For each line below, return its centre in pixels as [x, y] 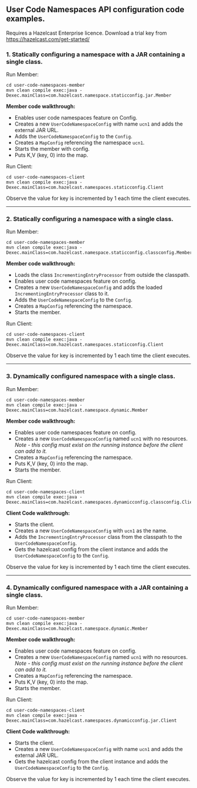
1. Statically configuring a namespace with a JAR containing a [96, 54]
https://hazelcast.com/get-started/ [48, 39]
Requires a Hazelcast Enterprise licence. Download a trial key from [86, 33]
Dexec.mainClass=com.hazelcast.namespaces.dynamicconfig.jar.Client [91, 721]
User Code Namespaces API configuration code [95, 10]
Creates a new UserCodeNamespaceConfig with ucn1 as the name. [91, 531]
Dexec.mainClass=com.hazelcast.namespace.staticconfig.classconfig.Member [99, 253]
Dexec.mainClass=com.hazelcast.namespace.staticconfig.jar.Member [89, 96]
